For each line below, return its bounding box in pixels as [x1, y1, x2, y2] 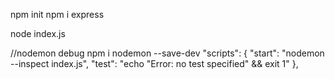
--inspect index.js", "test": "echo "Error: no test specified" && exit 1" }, [10, 58, 299, 69]
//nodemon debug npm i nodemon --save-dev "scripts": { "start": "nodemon [10, 47, 325, 59]
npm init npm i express [10, 9, 105, 20]
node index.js [10, 28, 66, 39]
